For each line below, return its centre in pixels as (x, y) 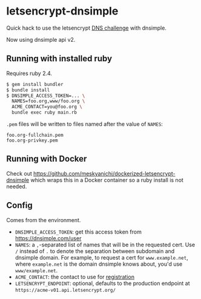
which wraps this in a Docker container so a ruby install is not (107, 180)
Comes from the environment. (44, 220)
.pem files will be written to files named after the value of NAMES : (85, 124)
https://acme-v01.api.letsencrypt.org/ (65, 290)
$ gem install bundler (35, 84)
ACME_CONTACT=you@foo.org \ (47, 107)
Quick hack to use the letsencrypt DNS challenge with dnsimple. (86, 28)
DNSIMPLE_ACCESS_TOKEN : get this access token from (78, 232)
